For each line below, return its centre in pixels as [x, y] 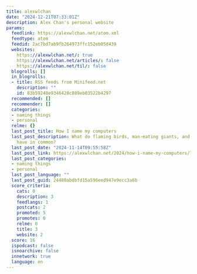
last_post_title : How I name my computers [64, 131]
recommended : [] [31, 98]
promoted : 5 [31, 213]
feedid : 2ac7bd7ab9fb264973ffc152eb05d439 [64, 44]
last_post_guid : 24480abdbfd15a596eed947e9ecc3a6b [74, 180]
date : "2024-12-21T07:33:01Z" [43, 17]
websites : [23, 50]
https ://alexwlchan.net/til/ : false [62, 66]
